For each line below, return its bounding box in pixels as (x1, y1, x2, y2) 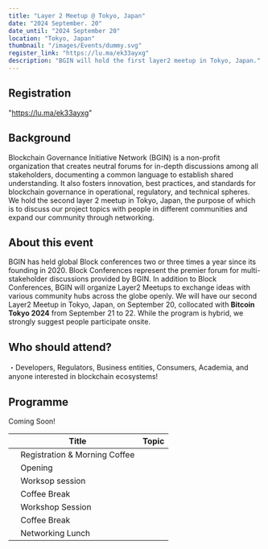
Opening (20, 462, 53, 473)
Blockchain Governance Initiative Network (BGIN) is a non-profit (8, 152, 221, 162)
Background (8, 131, 71, 145)
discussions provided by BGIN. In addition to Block (49, 274, 217, 284)
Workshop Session (20, 501, 92, 512)
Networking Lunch (20, 527, 91, 539)
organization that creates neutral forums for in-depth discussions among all (8, 161, 259, 171)
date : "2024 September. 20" (8, 19, 103, 27)
